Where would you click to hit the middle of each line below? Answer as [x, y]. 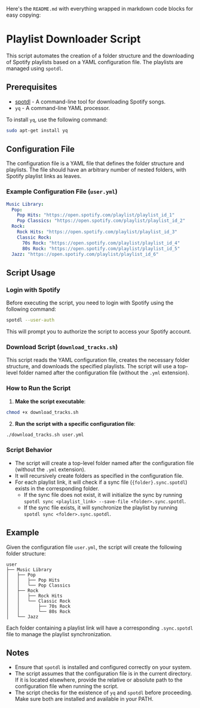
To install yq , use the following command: [57, 120]
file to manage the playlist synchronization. [59, 634]
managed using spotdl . [35, 68]
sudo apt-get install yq [37, 130]
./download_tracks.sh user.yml [45, 435]
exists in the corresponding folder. [57, 488]
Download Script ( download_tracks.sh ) [62, 347]
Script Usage [31, 272]
